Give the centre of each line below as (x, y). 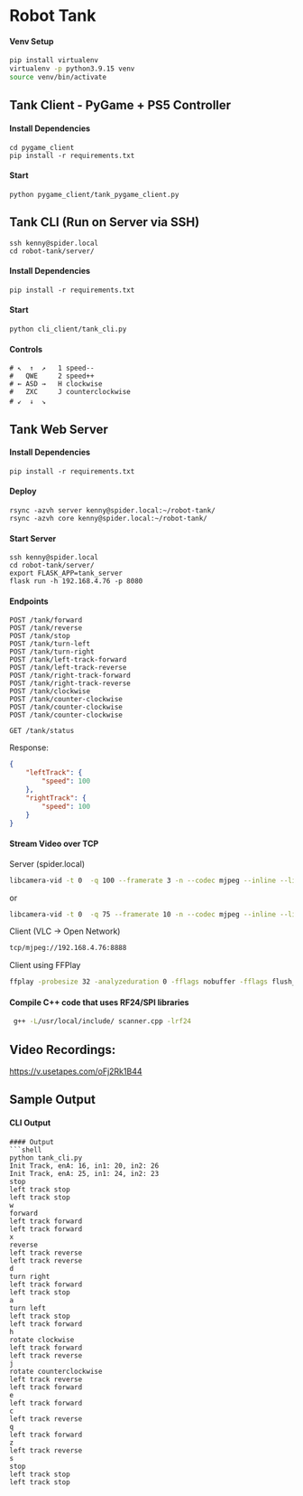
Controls (26, 349)
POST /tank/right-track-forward (70, 676)
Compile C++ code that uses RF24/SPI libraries (99, 1002)
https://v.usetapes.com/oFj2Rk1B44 (76, 1071)
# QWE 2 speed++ (52, 376)
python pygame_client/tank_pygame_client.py (94, 194)
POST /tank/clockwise (50, 692)
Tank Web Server (59, 429)
